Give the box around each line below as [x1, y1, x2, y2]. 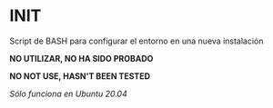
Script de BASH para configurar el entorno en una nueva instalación [9, 35, 264, 46]
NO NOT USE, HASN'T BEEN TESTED [9, 70, 150, 82]
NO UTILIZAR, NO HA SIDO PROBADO [9, 53, 154, 64]
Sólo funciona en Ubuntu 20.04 [9, 88, 127, 99]
